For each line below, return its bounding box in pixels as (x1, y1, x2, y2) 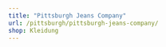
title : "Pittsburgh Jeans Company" (8, 11, 127, 20)
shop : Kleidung (8, 26, 59, 34)
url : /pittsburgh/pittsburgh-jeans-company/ (8, 19, 159, 27)
